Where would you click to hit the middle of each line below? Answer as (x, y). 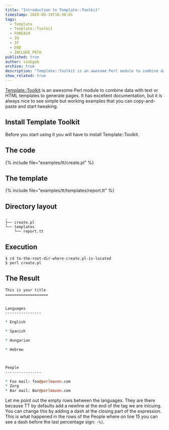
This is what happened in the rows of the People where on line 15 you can (81, 417)
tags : (11, 19)
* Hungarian (18, 340)
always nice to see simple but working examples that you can (69, 101)
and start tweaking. (38, 106)
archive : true (20, 66)
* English (16, 322)
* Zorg (12, 386)
